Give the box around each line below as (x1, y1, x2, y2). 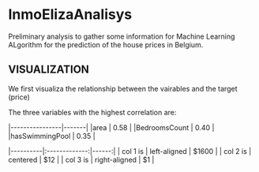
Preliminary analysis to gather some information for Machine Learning (8, 32, 235, 41)
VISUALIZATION (8, 63, 89, 77)
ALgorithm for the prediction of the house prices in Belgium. (8, 39, 204, 49)
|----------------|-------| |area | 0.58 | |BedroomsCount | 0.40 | (8, 122, 215, 132)
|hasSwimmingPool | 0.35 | (8, 131, 96, 140)
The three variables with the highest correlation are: (8, 107, 177, 117)
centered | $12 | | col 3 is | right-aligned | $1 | (8, 155, 155, 164)
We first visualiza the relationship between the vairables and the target (8, 84, 238, 93)
